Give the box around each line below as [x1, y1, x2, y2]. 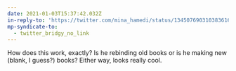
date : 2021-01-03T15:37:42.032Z [7, 10, 102, 17]
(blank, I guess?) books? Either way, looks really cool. [7, 56, 162, 65]
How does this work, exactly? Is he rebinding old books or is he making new [7, 49, 227, 57]
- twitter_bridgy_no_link [13, 29, 90, 37]
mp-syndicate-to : [7, 23, 58, 30]
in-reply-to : [7, 17, 46, 24]
